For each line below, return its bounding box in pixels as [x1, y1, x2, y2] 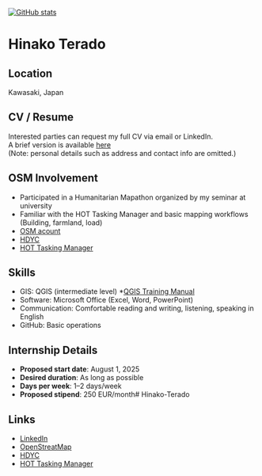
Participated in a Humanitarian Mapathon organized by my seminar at [19, 192, 246, 202]
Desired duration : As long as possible [19, 373, 144, 383]
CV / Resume [8, 111, 74, 124]
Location [8, 67, 53, 80]
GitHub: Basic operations [19, 321, 101, 330]
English [19, 312, 44, 322]
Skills [8, 266, 36, 280]
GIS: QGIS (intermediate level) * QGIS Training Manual [19, 287, 196, 296]
